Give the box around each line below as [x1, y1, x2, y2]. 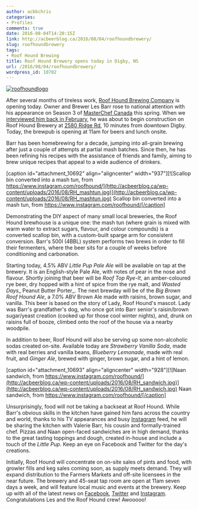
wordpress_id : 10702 [6, 69, 57, 75]
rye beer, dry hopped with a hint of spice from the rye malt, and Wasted [6, 281, 181, 288]
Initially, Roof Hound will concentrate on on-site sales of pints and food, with [6, 459, 192, 466]
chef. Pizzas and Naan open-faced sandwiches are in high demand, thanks [6, 428, 189, 435]
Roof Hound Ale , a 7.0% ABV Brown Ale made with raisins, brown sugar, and [6, 293, 192, 300]
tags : [6, 47, 20, 53]
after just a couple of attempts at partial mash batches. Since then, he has [6, 146, 186, 153]
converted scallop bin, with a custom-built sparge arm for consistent [6, 232, 173, 239]
